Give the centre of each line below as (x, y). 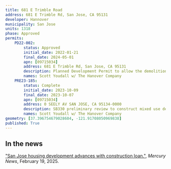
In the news (24, 144)
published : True (22, 123)
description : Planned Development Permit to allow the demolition (95, 72)
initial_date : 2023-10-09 (51, 90)
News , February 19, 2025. (32, 161)
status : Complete (42, 85)
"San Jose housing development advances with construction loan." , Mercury (85, 156)
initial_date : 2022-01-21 (51, 52)
